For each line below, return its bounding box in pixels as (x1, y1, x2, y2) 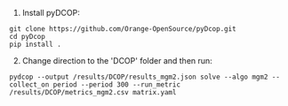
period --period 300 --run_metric (52, 80, 180, 89)
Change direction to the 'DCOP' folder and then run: (21, 56, 213, 65)
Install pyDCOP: (21, 8, 80, 18)
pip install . (9, 40, 62, 49)
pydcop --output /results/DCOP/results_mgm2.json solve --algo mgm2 (9, 72, 268, 81)
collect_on (9, 80, 50, 89)
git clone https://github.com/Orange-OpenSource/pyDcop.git (9, 25, 237, 34)
